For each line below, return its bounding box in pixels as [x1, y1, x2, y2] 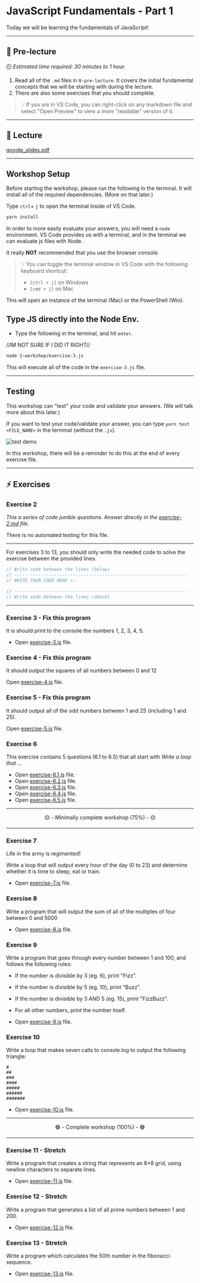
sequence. [6, 1259, 33, 1266]
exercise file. [6, 455, 37, 463]
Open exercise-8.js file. [14, 926, 73, 933]
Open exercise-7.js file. [14, 879, 71, 886]
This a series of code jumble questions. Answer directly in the [6, 514, 158, 521]
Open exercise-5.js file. [6, 725, 64, 732]
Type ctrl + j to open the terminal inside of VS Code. [6, 202, 136, 210]
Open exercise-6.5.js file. [14, 797, 77, 803]
